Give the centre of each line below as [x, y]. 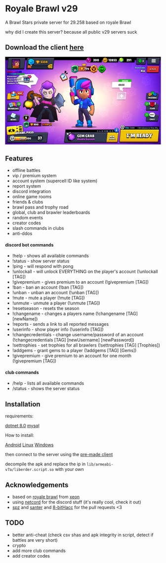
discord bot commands [29, 245]
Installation [23, 404]
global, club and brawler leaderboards [51, 212]
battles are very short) [35, 540]
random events [28, 218]
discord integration [31, 192]
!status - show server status [41, 261]
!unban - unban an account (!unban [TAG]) [56, 293]
